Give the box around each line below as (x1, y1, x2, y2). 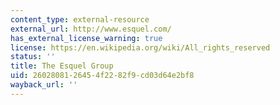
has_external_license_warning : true (10, 33, 163, 43)
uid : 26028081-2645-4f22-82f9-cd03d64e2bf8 (10, 71, 195, 81)
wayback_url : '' (10, 80, 78, 90)
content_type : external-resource (10, 14, 150, 25)
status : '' (10, 52, 56, 62)
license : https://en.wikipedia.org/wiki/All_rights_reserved (10, 42, 271, 53)
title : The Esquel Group (10, 61, 114, 71)
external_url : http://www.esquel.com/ (10, 24, 172, 34)
